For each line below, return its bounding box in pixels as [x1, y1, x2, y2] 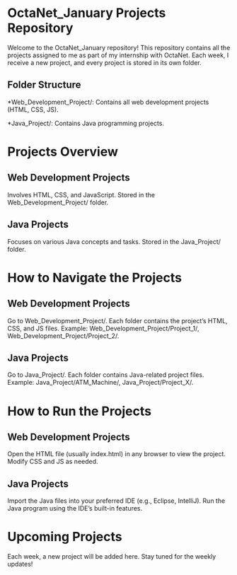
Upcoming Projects [7, 529, 122, 545]
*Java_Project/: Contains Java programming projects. [7, 119, 165, 127]
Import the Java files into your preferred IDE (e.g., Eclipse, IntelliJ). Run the [7, 496, 226, 505]
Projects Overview [7, 144, 118, 160]
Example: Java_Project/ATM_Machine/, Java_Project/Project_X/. [7, 378, 194, 387]
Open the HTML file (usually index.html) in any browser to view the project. [7, 450, 226, 458]
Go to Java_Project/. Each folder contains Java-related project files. [7, 371, 204, 379]
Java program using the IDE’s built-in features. [7, 504, 143, 513]
